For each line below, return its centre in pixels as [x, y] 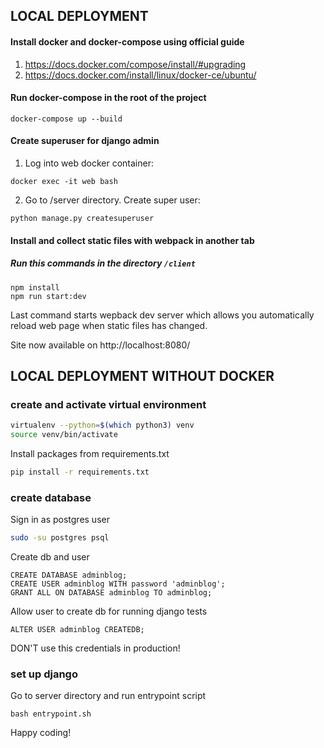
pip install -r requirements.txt [80, 472]
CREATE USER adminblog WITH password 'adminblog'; [118, 584]
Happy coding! [41, 733]
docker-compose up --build [66, 119]
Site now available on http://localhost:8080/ [100, 345]
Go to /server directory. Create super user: [112, 200]
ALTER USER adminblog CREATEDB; [77, 630]
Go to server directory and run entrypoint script [108, 696]
